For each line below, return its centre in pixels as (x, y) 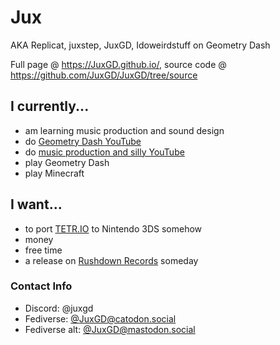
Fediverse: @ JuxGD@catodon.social (100, 318)
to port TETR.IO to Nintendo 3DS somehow (113, 228)
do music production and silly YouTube (104, 152)
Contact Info (41, 286)
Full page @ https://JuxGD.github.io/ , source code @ (118, 64)
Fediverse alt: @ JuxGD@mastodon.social (110, 329)
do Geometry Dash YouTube (83, 141)
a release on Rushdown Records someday (111, 260)
